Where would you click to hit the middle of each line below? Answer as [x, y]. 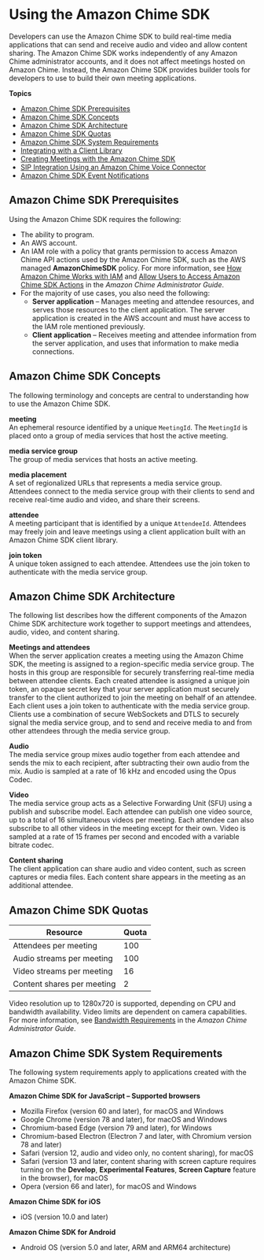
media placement [38, 475]
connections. [53, 351]
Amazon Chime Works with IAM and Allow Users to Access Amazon [130, 276]
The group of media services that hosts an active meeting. [103, 459]
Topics [20, 93]
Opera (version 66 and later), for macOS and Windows [108, 1186]
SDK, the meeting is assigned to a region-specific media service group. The [132, 664]
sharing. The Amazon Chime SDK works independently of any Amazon [123, 53]
